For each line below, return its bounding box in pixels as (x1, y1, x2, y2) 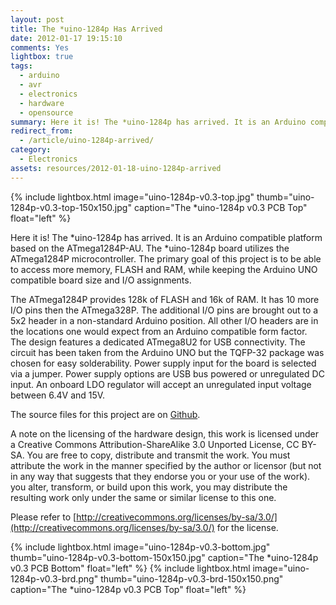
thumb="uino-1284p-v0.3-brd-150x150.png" (100, 572, 284, 585)
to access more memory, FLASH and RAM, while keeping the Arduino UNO (10, 263, 318, 275)
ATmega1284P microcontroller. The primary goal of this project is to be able (10, 252, 322, 265)
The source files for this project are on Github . (10, 408, 201, 420)
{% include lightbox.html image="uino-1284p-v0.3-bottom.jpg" (10, 541, 271, 553)
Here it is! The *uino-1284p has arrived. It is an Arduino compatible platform (10, 231, 323, 243)
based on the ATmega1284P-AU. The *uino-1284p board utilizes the (10, 242, 290, 254)
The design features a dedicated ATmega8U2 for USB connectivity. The (10, 336, 306, 348)
